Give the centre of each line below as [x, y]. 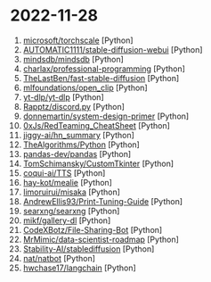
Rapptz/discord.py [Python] [74, 106]
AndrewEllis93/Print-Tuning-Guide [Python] [103, 201]
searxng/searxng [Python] [71, 211]
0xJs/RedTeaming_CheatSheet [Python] [96, 125]
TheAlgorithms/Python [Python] [81, 145]
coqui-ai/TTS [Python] [64, 173]
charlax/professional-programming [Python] [104, 69]
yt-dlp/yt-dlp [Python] [64, 97]
